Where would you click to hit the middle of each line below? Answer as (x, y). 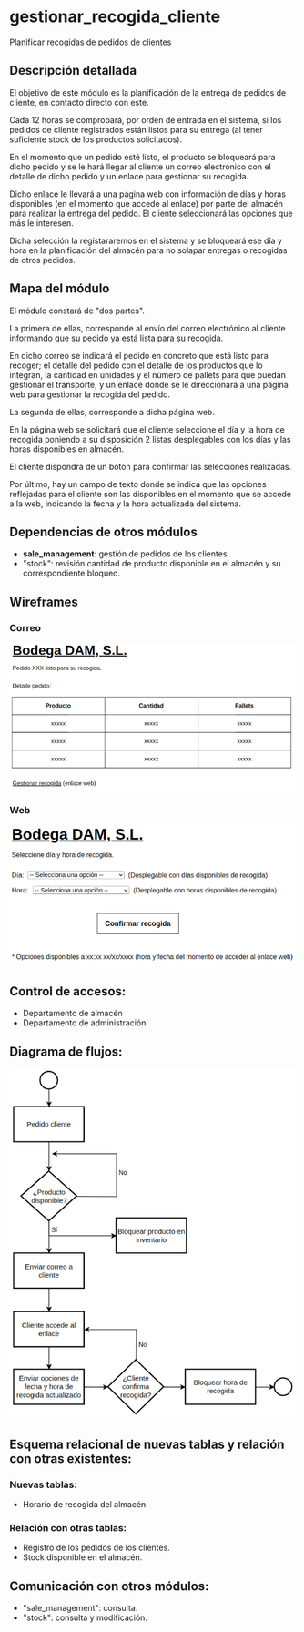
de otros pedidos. (42, 260)
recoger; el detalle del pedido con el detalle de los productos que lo (136, 365)
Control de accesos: (68, 991)
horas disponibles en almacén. (67, 449)
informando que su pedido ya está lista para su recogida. (117, 338)
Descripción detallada (73, 71)
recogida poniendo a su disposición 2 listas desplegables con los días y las (150, 439)
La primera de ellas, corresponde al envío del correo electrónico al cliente (148, 328)
